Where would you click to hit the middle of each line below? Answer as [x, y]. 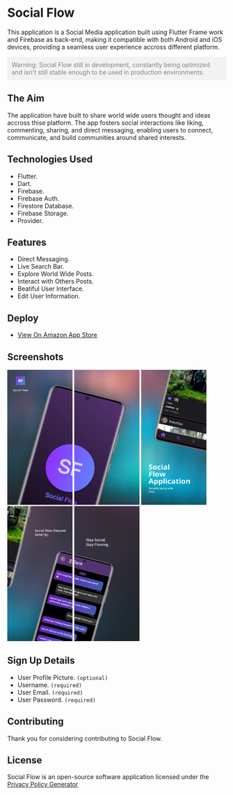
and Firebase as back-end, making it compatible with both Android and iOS [115, 39]
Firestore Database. [46, 206]
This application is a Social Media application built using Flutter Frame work [115, 32]
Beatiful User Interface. [51, 289]
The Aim [26, 99]
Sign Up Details [41, 661]
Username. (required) [49, 685]
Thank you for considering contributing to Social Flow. [85, 738]
